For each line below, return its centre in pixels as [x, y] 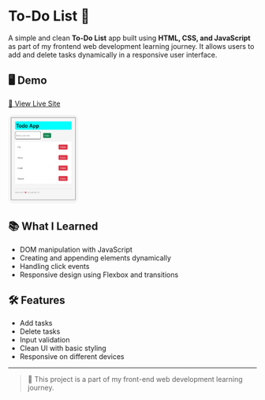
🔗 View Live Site [34, 103]
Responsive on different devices [72, 357]
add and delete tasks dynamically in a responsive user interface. [113, 54]
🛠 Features [37, 300]
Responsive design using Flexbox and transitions [99, 275]
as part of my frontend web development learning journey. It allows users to [131, 46]
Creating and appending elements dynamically [95, 258]
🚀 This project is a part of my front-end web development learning [135, 379]
